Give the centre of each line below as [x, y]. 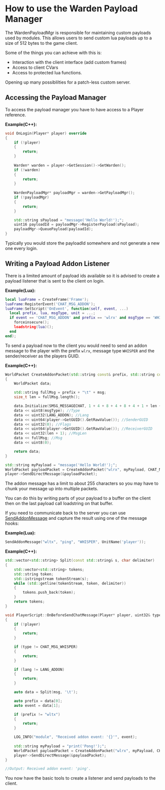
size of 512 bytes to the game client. [42, 43]
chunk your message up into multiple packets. [52, 489]
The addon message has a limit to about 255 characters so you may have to [82, 483]
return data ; [27, 451]
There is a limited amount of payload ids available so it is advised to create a [82, 276]
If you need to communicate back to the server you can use [66, 513]
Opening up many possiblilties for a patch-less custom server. [68, 82]
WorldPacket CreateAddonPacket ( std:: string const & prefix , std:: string [80, 375]
